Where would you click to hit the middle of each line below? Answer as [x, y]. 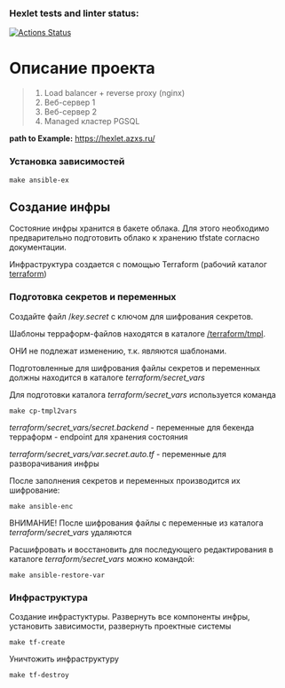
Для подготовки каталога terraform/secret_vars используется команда [143, 394]
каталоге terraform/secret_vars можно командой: [102, 558]
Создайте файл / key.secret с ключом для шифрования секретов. [131, 316]
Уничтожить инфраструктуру [64, 659]
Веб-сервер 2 [71, 112]
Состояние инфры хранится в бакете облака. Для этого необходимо [139, 228]
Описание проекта [82, 68]
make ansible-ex [39, 180]
